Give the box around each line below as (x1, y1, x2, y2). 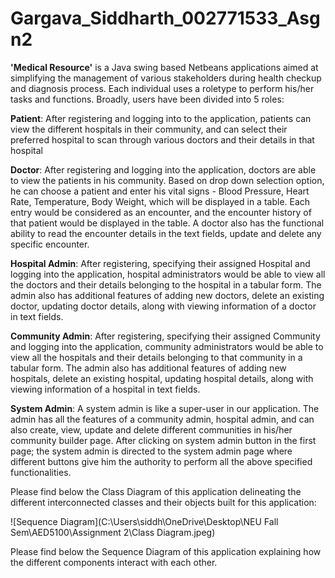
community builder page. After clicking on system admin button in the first (10, 434, 317, 446)
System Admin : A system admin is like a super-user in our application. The (10, 402, 320, 414)
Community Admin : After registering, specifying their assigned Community (10, 330, 321, 342)
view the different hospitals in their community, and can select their (10, 123, 288, 135)
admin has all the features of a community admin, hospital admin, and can (10, 413, 315, 425)
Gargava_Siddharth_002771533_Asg (10, 7, 321, 30)
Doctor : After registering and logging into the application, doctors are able (10, 163, 317, 176)
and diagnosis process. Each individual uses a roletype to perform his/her (10, 82, 315, 94)
